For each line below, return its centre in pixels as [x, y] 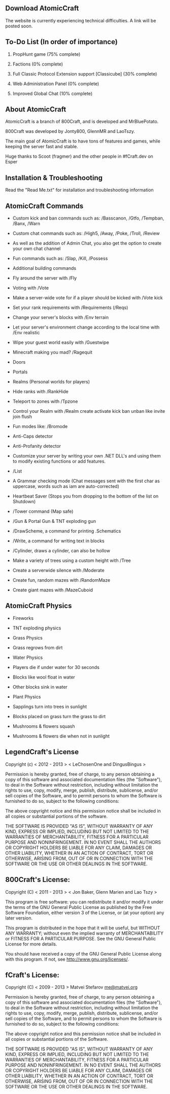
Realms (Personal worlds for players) [51, 382]
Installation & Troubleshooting [54, 178]
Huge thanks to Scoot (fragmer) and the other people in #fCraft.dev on [79, 156]
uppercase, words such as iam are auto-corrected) [66, 486]
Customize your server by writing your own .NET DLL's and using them [87, 456]
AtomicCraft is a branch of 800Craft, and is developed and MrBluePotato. [82, 122]
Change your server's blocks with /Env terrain [61, 317]
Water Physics [28, 657]
